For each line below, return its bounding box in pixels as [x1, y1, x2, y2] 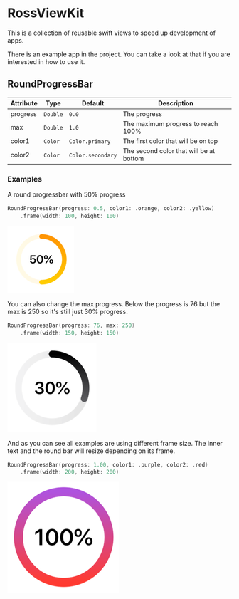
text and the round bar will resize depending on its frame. [7, 447, 176, 455]
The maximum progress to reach [122, 119, 218, 127]
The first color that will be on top [122, 137, 218, 145]
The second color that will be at [122, 147, 216, 155]
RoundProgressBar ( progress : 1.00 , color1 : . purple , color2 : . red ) [7, 461, 208, 468]
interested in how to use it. [7, 57, 85, 66]
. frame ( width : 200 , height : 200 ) [20, 469, 119, 476]
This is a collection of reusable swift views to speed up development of [7, 28, 216, 37]
